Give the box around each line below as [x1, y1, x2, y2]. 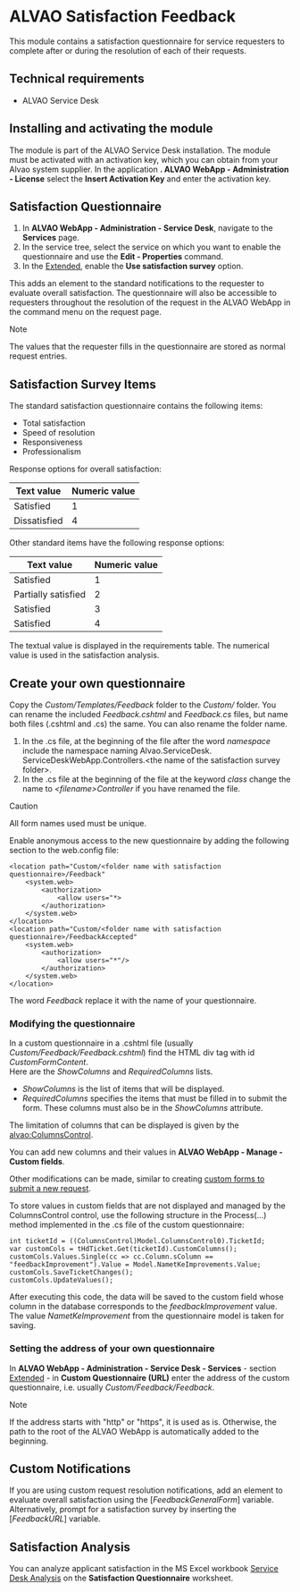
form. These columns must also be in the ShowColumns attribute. [21, 1103, 263, 1114]
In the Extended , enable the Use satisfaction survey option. [21, 261, 244, 272]
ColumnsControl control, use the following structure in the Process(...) [9, 1210, 267, 1221]
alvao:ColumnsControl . [9, 1130, 94, 1140]
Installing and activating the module [9, 121, 213, 136]
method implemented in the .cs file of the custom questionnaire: [9, 1219, 245, 1231]
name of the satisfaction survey [163, 755, 281, 766]
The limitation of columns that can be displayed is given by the [9, 1120, 239, 1130]
